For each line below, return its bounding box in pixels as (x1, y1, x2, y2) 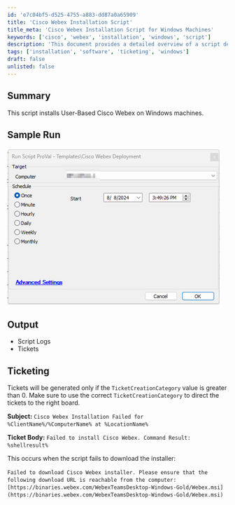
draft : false (7, 56, 45, 63)
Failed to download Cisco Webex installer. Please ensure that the (7, 469, 208, 476)
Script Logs (17, 337, 51, 346)
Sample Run (7, 128, 61, 140)
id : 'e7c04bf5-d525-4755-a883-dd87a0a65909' (7, 11, 139, 18)
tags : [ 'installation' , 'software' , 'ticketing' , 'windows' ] (7, 48, 190, 55)
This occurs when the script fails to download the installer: (7, 454, 176, 462)
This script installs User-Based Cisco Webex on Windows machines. (7, 109, 204, 117)
